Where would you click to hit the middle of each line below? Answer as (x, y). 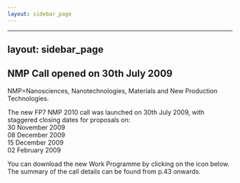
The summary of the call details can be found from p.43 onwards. (104, 171)
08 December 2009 (36, 135)
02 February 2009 (34, 150)
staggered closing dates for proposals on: (69, 120)
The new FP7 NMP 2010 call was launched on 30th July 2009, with (106, 112)
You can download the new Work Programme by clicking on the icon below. (119, 164)
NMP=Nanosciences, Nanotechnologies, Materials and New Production (112, 90)
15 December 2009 (36, 142)
